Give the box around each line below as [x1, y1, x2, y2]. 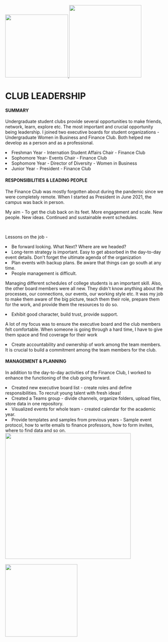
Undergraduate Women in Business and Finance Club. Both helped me [5, 134, 151, 140]
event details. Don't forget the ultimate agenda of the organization [5, 254, 141, 260]
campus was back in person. [5, 199, 65, 205]
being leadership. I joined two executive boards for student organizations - [5, 129, 159, 135]
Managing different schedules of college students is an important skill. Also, [5, 280, 162, 286]
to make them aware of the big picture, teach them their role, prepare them [5, 296, 160, 302]
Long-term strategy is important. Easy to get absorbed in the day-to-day [12, 249, 161, 255]
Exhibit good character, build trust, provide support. [12, 311, 118, 317]
